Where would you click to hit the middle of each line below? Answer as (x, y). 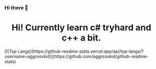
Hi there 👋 (17, 8)
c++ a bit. (81, 38)
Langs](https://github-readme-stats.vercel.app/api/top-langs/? (81, 51)
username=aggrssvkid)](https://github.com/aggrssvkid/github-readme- (77, 56)
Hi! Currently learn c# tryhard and (81, 28)
